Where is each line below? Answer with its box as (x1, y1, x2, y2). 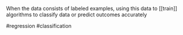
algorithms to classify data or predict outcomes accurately (6, 11, 147, 18)
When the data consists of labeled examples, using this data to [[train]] (6, 5, 178, 12)
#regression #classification (6, 23, 72, 29)
